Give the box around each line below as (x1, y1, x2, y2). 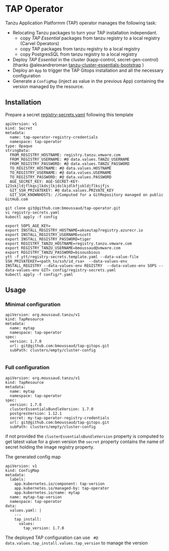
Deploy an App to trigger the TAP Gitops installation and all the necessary (12, 67, 164, 73)
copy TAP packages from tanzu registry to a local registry (20, 46, 140, 52)
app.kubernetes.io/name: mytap (14, 490, 80, 495)
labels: (10, 477, 26, 482)
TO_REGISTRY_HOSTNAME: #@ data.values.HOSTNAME (10, 166, 112, 171)
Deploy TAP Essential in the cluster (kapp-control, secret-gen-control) (12, 56, 159, 62)
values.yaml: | (10, 507, 42, 513)
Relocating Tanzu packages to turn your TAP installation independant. (12, 29, 158, 35)
